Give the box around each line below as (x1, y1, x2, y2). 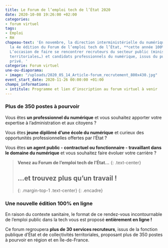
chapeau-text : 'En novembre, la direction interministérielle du (5, 40, 144, 45)
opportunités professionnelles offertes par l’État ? (5, 135, 107, 141)
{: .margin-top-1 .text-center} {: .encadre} (17, 187, 103, 193)
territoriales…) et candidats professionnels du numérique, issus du (9, 54, 157, 59)
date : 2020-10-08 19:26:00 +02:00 (5, 12, 77, 17)
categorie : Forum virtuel (5, 63, 59, 68)
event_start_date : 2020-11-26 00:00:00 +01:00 (5, 77, 104, 82)
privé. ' (9, 59, 28, 64)
